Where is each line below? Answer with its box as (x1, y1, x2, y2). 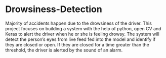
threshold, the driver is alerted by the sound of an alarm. (5, 47, 123, 53)
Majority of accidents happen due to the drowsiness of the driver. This (5, 20, 152, 26)
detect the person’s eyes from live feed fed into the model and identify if (5, 36, 156, 42)
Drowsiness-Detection (5, 4, 102, 15)
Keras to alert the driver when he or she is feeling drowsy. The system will (5, 31, 159, 37)
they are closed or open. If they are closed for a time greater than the (5, 41, 149, 47)
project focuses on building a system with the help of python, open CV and (5, 25, 161, 31)
